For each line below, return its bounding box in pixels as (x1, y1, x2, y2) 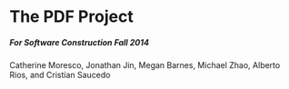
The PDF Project (9, 6, 134, 27)
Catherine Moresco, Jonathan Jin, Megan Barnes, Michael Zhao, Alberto (9, 60, 281, 71)
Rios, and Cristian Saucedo (9, 70, 111, 81)
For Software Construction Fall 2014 (9, 36, 150, 47)
